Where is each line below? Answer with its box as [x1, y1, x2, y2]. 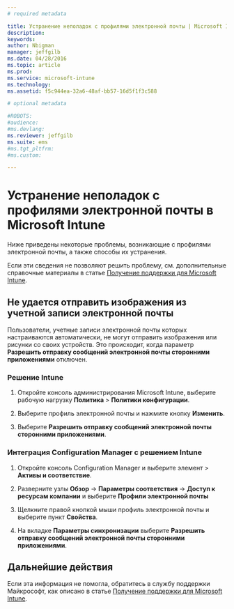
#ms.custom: [7, 151, 42, 159]
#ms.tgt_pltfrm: [7, 145, 54, 152]
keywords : [7, 36, 36, 43]
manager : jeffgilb [7, 49, 61, 56]
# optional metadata [7, 100, 68, 107]
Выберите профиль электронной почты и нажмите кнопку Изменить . [17, 409, 225, 418]
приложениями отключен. [7, 355, 88, 363]
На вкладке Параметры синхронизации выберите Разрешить [17, 526, 205, 534]
